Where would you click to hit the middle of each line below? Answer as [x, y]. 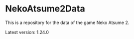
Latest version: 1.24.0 [27, 32]
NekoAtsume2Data [45, 9]
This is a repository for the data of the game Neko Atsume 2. [67, 22]
